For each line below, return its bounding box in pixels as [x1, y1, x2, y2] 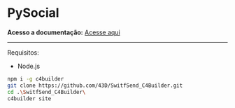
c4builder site [7, 95, 52, 102]
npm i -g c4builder [7, 75, 64, 82]
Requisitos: [7, 48, 40, 57]
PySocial [7, 5, 59, 21]
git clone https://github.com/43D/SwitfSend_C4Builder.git [7, 82, 183, 89]
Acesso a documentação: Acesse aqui [7, 28, 120, 36]
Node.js [17, 62, 41, 70]
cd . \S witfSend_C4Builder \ [7, 88, 86, 95]
